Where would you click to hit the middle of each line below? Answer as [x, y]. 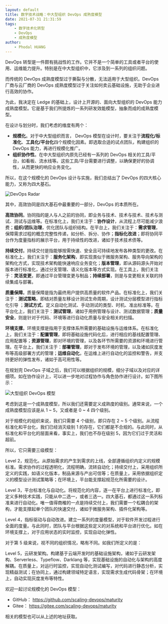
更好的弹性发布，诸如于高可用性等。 [46, 359]
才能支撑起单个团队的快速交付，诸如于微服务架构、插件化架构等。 [82, 509]
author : [13, 43]
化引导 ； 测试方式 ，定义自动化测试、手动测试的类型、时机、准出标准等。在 [82, 305]
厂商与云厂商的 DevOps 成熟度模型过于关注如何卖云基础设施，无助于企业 [80, 85]
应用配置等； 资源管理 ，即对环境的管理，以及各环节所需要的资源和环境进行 [82, 340]
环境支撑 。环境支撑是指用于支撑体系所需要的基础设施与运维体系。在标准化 [82, 328]
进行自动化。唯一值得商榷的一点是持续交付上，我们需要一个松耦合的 [84, 502]
